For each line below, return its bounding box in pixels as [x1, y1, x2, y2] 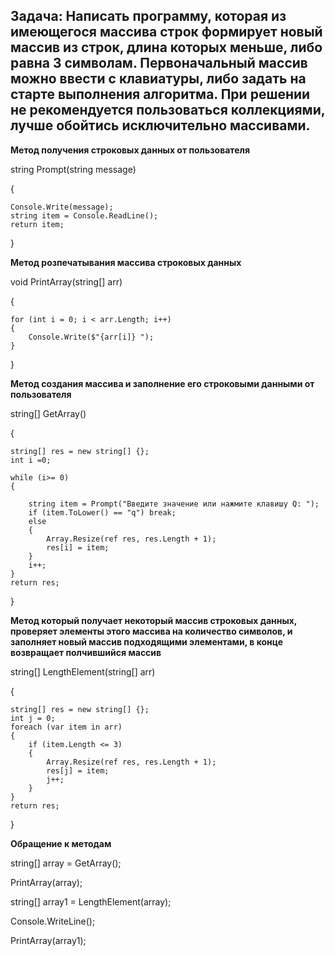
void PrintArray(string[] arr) [10, 275, 123, 288]
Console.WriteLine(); [10, 915, 96, 927]
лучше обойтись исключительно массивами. [10, 117, 311, 134]
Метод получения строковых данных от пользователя [10, 144, 251, 156]
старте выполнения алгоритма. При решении [10, 86, 311, 103]
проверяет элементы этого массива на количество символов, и [10, 625, 293, 637]
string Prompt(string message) [10, 163, 137, 175]
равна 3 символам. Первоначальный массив [10, 55, 308, 72]
